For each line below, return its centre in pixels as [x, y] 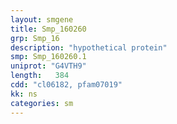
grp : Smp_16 [35, 38]
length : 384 [40, 76]
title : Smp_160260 [48, 29]
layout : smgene [42, 19]
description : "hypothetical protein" [89, 47]
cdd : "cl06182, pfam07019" [66, 85]
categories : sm [42, 103]
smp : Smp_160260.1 [48, 57]
